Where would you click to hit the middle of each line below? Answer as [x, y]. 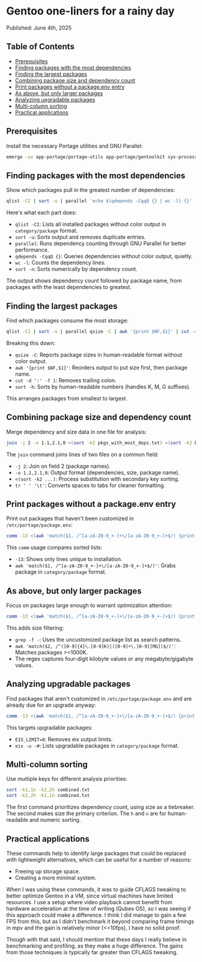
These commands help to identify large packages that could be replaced [96, 853]
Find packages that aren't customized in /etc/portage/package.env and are [99, 698]
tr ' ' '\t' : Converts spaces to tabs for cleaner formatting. [90, 485]
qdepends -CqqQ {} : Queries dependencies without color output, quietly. [104, 256]
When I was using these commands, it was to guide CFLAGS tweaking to [96, 889]
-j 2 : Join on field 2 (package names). [63, 466]
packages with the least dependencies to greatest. [69, 287]
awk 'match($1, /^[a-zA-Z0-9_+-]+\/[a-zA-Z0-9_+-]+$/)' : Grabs [95, 566]
